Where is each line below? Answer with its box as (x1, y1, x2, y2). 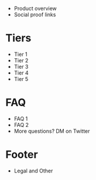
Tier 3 (13, 63, 29, 70)
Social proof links (13, 11, 56, 18)
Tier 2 (13, 57, 29, 63)
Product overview (13, 5, 57, 12)
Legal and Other (13, 167, 53, 174)
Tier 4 (13, 69, 29, 76)
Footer (5, 148, 39, 161)
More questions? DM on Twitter (13, 128, 90, 135)
